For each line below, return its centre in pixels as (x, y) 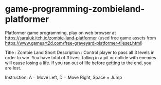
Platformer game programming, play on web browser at (61, 33)
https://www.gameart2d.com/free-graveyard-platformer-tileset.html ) (74, 43)
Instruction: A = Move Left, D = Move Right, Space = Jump (64, 77)
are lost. (13, 68)
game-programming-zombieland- (75, 9)
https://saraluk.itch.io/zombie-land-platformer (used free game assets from (81, 38)
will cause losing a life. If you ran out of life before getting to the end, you (78, 63)
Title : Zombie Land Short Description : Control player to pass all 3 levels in (80, 52)
